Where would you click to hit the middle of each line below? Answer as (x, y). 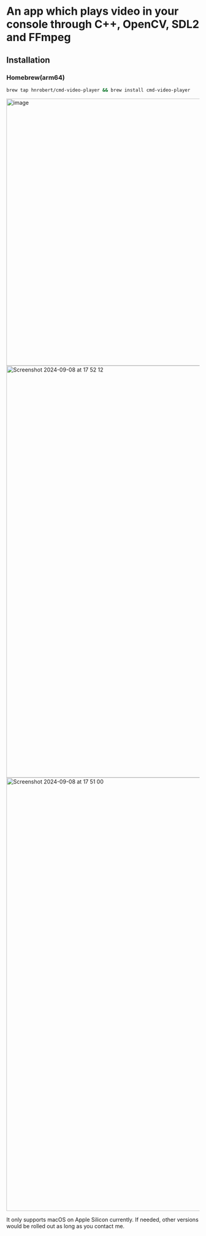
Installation (28, 60)
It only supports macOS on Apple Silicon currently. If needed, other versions (103, 1219)
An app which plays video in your (93, 11)
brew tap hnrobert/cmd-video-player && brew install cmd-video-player (98, 90)
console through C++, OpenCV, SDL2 (103, 24)
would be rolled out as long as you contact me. (65, 1226)
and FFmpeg (39, 37)
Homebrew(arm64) (36, 77)
